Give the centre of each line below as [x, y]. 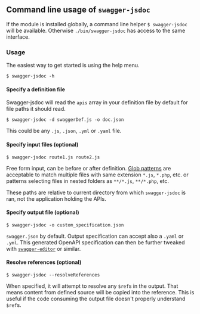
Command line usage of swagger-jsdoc [78, 10]
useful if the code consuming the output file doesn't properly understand [96, 299]
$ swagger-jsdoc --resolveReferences [53, 275]
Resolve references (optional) [44, 262]
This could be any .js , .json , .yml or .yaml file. [64, 131]
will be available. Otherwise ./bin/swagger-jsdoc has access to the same [96, 30]
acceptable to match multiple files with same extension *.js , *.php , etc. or [98, 175]
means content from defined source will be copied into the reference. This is [100, 292]
